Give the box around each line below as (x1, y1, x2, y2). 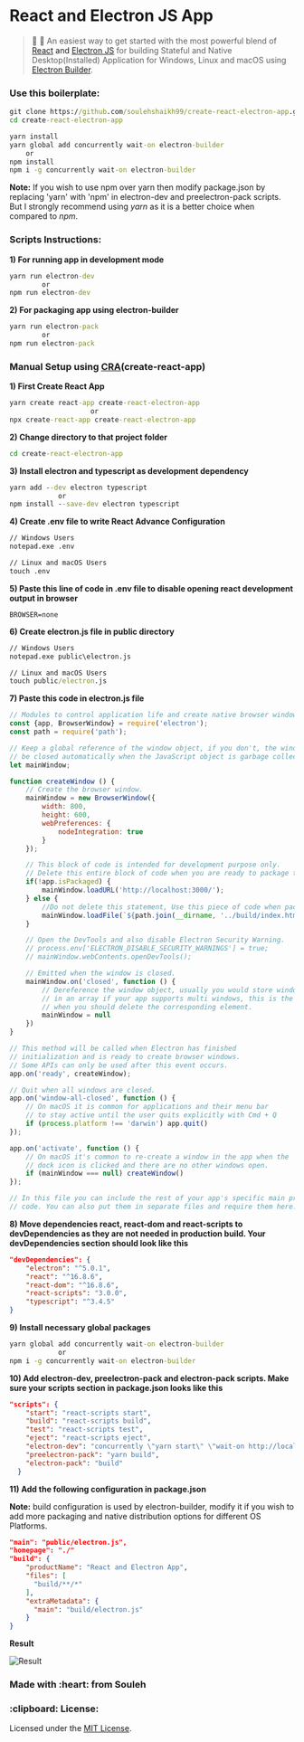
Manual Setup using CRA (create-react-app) (9, 360, 206, 373)
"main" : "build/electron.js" (33, 1605, 144, 1614)
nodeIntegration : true (57, 827, 144, 837)
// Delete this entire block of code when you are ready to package (25, 869, 290, 878)
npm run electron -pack (9, 339, 95, 348)
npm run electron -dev (9, 289, 91, 298)
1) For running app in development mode (9, 254, 165, 265)
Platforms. (9, 1520, 48, 1531)
